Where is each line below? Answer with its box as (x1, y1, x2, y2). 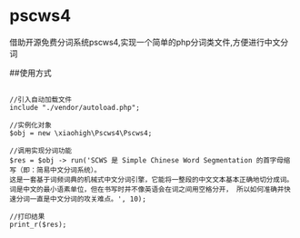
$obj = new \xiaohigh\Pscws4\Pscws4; (9, 128, 153, 137)
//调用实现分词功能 (9, 146, 73, 155)
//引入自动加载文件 (9, 94, 73, 104)
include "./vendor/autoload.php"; (9, 103, 141, 112)
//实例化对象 (9, 120, 52, 130)
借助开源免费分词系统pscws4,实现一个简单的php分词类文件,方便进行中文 (9, 36, 281, 47)
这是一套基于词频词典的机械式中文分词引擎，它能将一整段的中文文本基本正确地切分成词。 (9, 174, 294, 184)
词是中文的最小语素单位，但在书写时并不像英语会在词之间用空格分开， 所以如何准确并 (9, 184, 285, 193)
